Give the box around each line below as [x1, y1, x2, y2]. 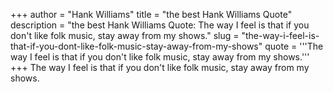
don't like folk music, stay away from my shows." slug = [10, 30, 240, 41]
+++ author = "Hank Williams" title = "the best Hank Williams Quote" [10, 9, 293, 20]
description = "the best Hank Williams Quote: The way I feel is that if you [10, 19, 310, 31]
